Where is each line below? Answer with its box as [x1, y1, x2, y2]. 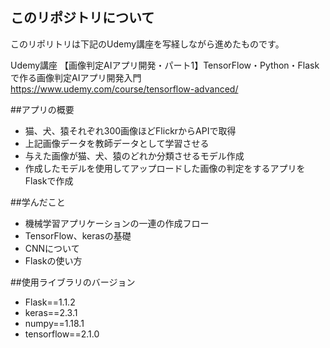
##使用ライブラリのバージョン [10, 276, 136, 288]
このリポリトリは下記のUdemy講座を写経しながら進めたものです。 [10, 38, 285, 50]
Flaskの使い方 [24, 254, 83, 267]
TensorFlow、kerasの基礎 [24, 229, 132, 242]
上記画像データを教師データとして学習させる [24, 137, 210, 149]
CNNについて [24, 242, 80, 254]
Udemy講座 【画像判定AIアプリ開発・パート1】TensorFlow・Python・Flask [10, 59, 320, 71]
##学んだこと [10, 196, 66, 208]
